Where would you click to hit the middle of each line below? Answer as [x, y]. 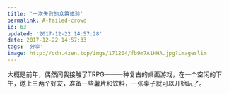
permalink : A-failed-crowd [47, 20]
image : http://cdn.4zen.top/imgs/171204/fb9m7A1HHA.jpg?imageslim [107, 54]
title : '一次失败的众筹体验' [45, 14]
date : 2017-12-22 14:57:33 [47, 40]
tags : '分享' [25, 47]
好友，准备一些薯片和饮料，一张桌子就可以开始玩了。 [128, 83]
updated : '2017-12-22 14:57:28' [55, 34]
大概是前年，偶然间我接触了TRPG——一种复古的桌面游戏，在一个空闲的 [112, 74]
